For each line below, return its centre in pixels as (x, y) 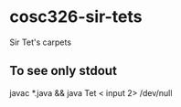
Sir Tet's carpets (40, 42)
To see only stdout (63, 71)
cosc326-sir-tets (76, 17)
